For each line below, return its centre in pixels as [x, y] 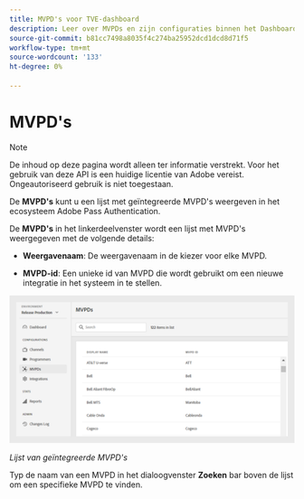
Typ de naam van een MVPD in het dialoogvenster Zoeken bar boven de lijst [152, 475]
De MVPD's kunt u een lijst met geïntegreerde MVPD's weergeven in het [145, 201]
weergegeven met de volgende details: [82, 238]
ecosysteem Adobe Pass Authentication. [85, 211]
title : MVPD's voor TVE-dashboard [75, 19]
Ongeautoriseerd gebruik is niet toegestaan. [91, 184]
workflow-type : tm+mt [50, 48]
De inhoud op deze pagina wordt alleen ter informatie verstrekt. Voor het [144, 165]
